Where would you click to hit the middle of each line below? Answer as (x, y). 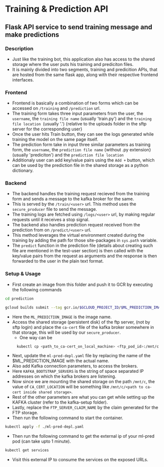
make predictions (32, 34)
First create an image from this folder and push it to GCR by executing (82, 284)
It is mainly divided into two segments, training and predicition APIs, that (85, 69)
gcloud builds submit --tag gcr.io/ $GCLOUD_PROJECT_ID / (63, 307)
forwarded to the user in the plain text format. (58, 261)
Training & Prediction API (57, 9)
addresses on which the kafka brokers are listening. (64, 376)
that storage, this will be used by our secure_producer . (66, 332)
